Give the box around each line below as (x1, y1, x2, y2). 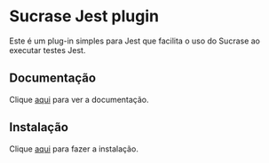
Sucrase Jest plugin (9, 6, 160, 27)
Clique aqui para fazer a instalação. (9, 144, 139, 154)
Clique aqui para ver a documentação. (9, 94, 149, 105)
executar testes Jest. (9, 44, 86, 55)
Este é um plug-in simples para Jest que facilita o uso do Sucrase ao (9, 35, 260, 46)
